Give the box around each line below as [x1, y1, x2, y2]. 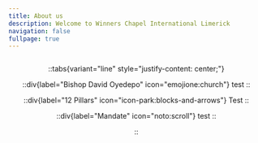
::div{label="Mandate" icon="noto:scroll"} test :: [56, 111, 217, 121]
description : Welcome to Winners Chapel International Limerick [8, 19, 230, 28]
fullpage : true [8, 34, 60, 43]
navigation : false [8, 27, 71, 35]
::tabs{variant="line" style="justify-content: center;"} [48, 64, 225, 74]
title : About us [8, 11, 63, 20]
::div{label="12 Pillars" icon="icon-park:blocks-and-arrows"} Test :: [23, 95, 250, 106]
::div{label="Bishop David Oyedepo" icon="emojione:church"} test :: [22, 80, 251, 89]
